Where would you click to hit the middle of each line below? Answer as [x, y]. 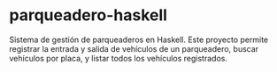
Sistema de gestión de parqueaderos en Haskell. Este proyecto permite [139, 40]
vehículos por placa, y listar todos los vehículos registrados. [119, 58]
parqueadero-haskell [88, 15]
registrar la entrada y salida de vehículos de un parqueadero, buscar [134, 48]
